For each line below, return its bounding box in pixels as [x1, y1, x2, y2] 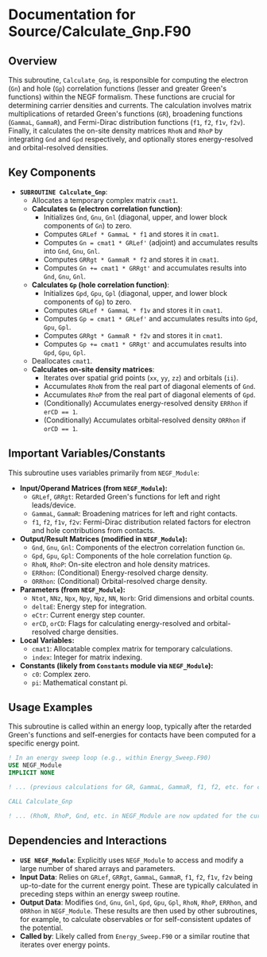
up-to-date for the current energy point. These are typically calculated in [19, 881, 258, 890]
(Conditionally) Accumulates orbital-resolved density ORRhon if [43, 415, 246, 425]
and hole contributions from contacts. [31, 525, 156, 535]
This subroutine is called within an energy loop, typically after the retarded [8, 722, 252, 731]
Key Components [8, 165, 96, 180]
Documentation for [8, 6, 136, 24]
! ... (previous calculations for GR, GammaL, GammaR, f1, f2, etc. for [8, 784, 254, 792]
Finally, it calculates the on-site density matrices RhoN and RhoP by [8, 126, 223, 135]
